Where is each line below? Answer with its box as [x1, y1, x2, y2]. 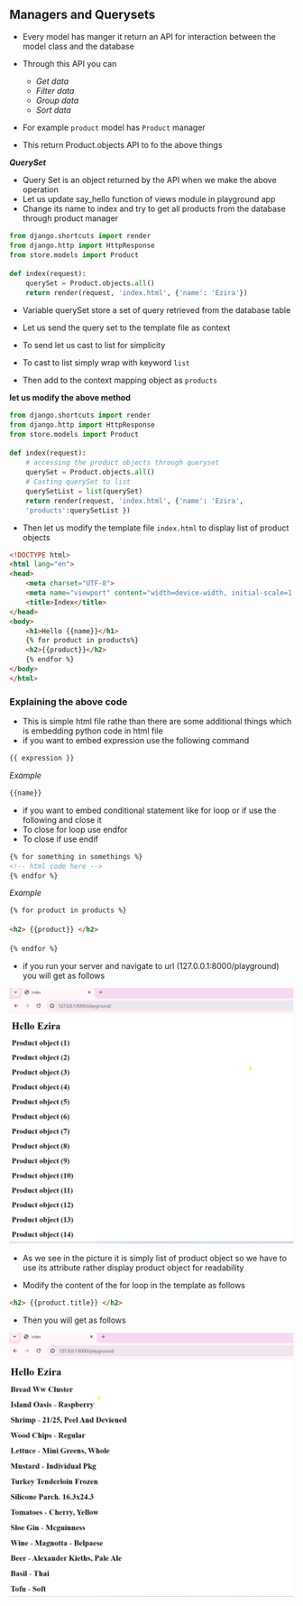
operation [22, 184, 59, 195]
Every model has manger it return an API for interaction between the [22, 31, 277, 42]
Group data [35, 95, 79, 106]
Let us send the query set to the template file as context [22, 322, 231, 333]
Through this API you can [22, 58, 117, 69]
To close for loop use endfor [22, 824, 128, 835]
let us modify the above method [9, 392, 131, 402]
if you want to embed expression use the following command [22, 735, 250, 746]
